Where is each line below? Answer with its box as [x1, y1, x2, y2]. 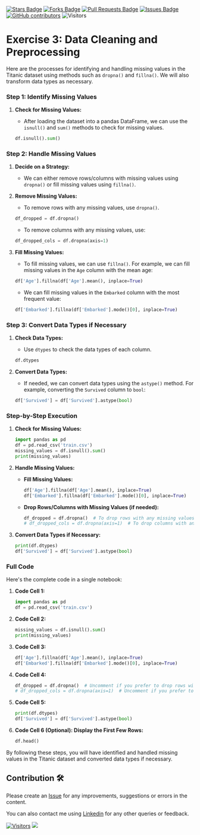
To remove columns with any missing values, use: [23, 226, 146, 233]
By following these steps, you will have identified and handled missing [6, 749, 178, 756]
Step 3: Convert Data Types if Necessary [6, 320, 127, 329]
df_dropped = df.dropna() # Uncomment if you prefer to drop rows [14, 683, 186, 688]
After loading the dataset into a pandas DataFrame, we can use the [23, 118, 188, 125]
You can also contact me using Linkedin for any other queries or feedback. [6, 810, 189, 817]
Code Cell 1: [14, 587, 45, 595]
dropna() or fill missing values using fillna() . [23, 181, 136, 188]
